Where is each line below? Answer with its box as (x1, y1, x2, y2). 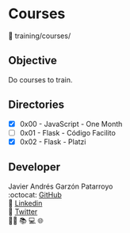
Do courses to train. (8, 74, 73, 84)
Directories (8, 98, 65, 112)
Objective (8, 54, 58, 67)
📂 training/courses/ (8, 31, 71, 40)
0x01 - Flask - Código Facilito (19, 128, 117, 137)
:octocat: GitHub (8, 189, 62, 199)
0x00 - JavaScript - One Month (19, 119, 123, 128)
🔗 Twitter (8, 207, 38, 216)
